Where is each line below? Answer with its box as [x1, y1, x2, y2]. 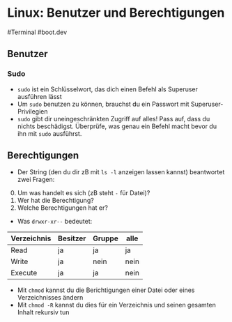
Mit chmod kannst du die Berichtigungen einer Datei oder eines [17, 286, 195, 294]
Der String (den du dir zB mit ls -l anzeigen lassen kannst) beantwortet [17, 168, 225, 176]
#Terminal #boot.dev [7, 28, 68, 36]
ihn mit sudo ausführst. [17, 129, 82, 137]
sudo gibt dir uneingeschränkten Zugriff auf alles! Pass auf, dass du [17, 114, 210, 123]
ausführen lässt [17, 92, 63, 100]
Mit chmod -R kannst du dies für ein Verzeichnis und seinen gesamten [17, 301, 216, 309]
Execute [10, 268, 38, 278]
